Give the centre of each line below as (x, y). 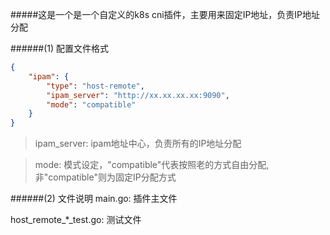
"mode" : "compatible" (91, 104)
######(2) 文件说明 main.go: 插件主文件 (94, 199)
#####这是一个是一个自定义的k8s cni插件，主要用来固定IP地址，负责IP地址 (165, 14)
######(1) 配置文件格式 (60, 48)
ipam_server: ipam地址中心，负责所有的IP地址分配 (138, 144)
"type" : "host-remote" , (95, 86)
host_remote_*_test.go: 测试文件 (76, 220)
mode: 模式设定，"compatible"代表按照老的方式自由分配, (152, 165)
